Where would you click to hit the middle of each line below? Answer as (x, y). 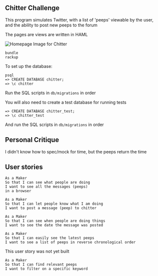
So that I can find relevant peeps (41, 265)
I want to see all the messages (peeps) (47, 187)
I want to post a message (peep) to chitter (51, 208)
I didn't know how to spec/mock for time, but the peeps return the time (76, 151)
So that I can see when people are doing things (55, 221)
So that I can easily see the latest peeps (50, 238)
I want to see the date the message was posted (54, 225)
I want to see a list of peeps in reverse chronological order (70, 242)
